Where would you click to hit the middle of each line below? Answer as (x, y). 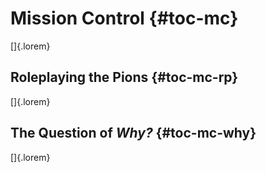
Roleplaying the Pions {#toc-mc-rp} (124, 77)
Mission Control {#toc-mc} (124, 18)
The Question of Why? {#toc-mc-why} (133, 133)
